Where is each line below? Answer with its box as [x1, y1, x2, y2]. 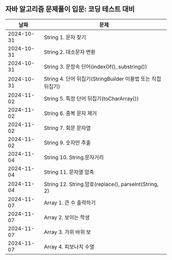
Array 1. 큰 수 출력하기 [44, 199, 96, 206]
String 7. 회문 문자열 [44, 124, 91, 131]
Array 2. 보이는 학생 [44, 214, 90, 221]
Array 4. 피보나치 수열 [44, 243, 95, 250]
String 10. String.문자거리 [44, 154, 104, 161]
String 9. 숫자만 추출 [44, 139, 91, 146]
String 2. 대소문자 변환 [44, 48, 96, 55]
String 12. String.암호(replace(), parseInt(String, [44, 180, 159, 187]
